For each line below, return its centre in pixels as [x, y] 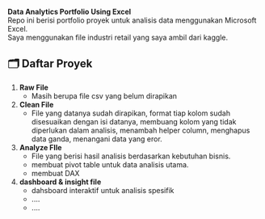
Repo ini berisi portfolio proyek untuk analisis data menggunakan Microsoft [132, 20]
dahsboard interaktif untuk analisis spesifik [103, 190]
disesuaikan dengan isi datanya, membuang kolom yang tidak [134, 121]
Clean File [36, 104]
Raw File [34, 87]
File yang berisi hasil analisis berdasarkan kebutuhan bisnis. [131, 156]
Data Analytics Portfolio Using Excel [69, 12]
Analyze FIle [40, 147]
